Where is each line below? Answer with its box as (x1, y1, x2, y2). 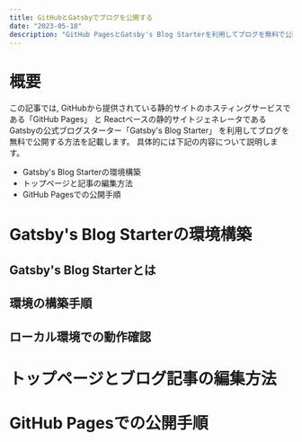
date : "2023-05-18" (9, 22, 83, 31)
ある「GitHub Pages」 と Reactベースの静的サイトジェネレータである (9, 114, 267, 125)
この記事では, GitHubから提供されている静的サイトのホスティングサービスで (9, 102, 291, 113)
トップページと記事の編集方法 (22, 178, 133, 189)
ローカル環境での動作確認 (9, 329, 151, 344)
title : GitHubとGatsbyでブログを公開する (9, 13, 153, 22)
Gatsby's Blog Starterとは (9, 262, 156, 278)
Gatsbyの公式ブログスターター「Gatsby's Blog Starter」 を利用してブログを (9, 125, 289, 136)
